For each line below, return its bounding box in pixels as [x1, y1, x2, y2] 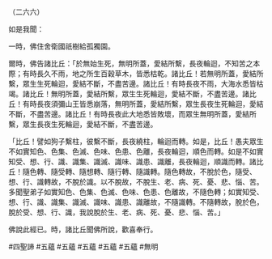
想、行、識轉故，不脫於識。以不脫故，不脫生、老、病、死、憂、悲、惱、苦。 [8, 177, 264, 186]
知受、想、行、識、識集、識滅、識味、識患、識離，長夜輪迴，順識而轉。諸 [8, 157, 257, 166]
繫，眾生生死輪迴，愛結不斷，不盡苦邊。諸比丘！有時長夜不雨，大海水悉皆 [8, 79, 257, 88]
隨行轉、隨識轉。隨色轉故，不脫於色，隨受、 [107, 167, 257, 176]
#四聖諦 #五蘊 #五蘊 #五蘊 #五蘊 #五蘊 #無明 [8, 242, 159, 251]
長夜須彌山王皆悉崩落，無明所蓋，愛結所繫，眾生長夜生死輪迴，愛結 [36, 100, 264, 108]
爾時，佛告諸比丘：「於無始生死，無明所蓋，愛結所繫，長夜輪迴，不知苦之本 [8, 59, 261, 68]
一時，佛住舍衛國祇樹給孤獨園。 [8, 41, 115, 51]
